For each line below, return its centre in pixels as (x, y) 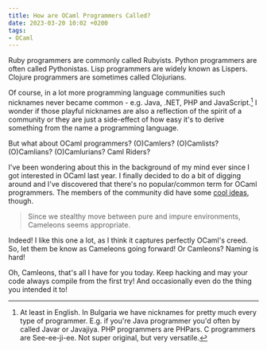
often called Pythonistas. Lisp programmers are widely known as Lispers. (128, 69)
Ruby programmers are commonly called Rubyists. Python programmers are (133, 60)
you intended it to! (38, 289)
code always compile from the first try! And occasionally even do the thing (130, 281)
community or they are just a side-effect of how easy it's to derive (116, 119)
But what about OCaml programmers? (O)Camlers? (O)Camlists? (114, 143)
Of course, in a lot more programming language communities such (117, 93)
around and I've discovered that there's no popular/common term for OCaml (133, 184)
